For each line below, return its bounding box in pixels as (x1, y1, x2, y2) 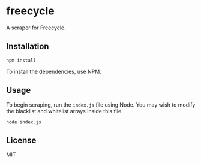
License (6, 135, 37, 145)
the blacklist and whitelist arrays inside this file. (6, 107, 123, 114)
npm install (6, 57, 36, 64)
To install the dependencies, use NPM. (6, 68, 102, 75)
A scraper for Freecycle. (6, 24, 66, 31)
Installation (6, 41, 49, 52)
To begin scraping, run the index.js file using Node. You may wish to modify (6, 101, 196, 108)
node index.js (6, 119, 42, 125)
